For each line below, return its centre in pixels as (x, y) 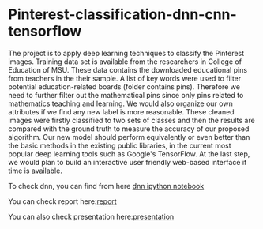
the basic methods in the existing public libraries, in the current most (120, 145)
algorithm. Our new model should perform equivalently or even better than (129, 137)
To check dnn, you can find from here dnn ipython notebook (106, 186)
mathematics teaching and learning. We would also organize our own (120, 103)
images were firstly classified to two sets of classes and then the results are (131, 120)
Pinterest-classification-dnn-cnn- (122, 15)
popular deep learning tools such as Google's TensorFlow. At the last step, (129, 154)
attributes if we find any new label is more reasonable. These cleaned (121, 111)
